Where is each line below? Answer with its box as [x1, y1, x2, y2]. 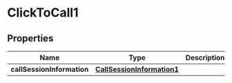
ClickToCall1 [7, 5, 79, 21]
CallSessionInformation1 [95, 64, 180, 74]
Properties [7, 33, 54, 44]
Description [185, 53, 225, 62]
